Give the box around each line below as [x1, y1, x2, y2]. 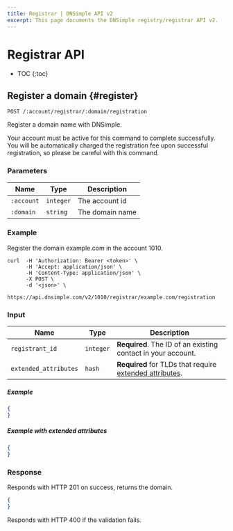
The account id [77, 196, 127, 205]
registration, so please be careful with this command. [7, 149, 159, 157]
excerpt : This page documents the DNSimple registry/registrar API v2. [7, 17, 218, 24]
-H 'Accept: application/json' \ [25, 263, 123, 270]
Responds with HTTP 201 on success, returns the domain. [7, 483, 173, 491]
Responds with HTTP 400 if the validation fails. [7, 516, 142, 524]
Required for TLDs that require [116, 360, 217, 370]
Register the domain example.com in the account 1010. [7, 244, 163, 252]
